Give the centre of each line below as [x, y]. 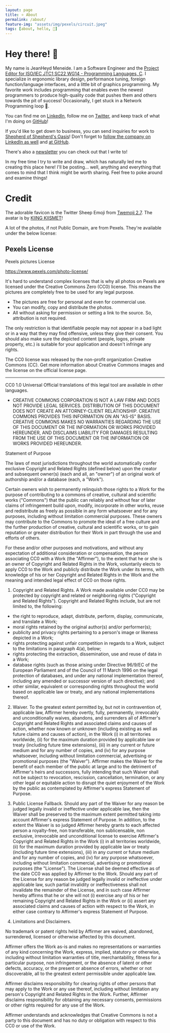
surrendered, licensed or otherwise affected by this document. [70, 936]
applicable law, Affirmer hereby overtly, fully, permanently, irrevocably [86, 712]
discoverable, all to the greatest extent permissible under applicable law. [81, 973]
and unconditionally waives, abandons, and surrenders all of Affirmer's [87, 718]
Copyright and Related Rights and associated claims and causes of [82, 723]
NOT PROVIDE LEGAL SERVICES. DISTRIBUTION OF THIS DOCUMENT [86, 406]
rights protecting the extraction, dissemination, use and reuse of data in [87, 654]
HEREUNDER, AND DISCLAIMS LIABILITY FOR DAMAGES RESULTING [85, 433]
